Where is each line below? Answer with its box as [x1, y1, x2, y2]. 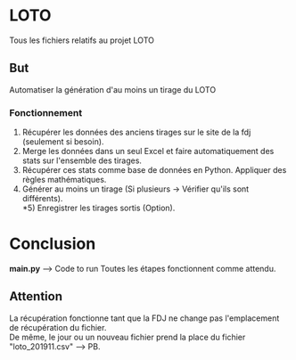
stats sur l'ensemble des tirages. [21, 155, 143, 166]
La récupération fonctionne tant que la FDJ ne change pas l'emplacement [9, 313, 280, 323]
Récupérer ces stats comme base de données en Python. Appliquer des [21, 165, 287, 176]
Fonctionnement [9, 106, 83, 119]
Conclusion [9, 233, 96, 254]
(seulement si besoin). [21, 136, 104, 147]
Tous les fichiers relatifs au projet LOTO [9, 35, 154, 45]
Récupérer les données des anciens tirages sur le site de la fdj [21, 127, 251, 138]
